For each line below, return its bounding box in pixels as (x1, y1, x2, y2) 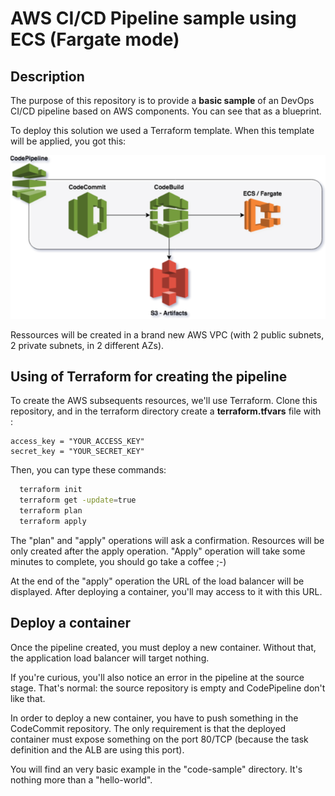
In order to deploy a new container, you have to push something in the (10, 712, 299, 724)
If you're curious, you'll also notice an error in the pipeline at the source (10, 671, 305, 683)
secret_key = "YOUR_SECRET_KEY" (10, 447, 145, 457)
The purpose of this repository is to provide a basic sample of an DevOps (10, 95, 315, 106)
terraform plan (19, 506, 83, 516)
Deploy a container (10, 615, 132, 632)
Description (10, 68, 85, 85)
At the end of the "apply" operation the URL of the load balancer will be (10, 575, 305, 587)
